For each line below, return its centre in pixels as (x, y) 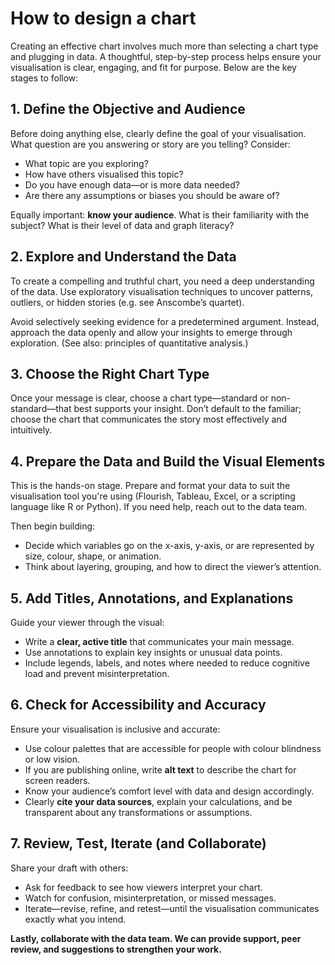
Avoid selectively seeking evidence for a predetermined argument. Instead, (165, 321)
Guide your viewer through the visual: (87, 622)
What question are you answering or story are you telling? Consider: (150, 144)
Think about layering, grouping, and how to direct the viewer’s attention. (173, 567)
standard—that (41, 409)
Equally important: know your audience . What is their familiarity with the (160, 214)
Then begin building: (53, 526)
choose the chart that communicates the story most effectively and (149, 419)
